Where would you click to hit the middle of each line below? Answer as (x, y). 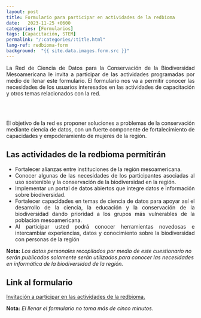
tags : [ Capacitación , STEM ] (41, 34)
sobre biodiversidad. (40, 194)
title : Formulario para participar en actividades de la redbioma (91, 17)
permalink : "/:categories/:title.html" (56, 40)
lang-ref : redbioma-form (37, 46)
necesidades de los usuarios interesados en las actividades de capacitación (100, 87)
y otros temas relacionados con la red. (53, 93)
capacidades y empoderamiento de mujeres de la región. (77, 136)
